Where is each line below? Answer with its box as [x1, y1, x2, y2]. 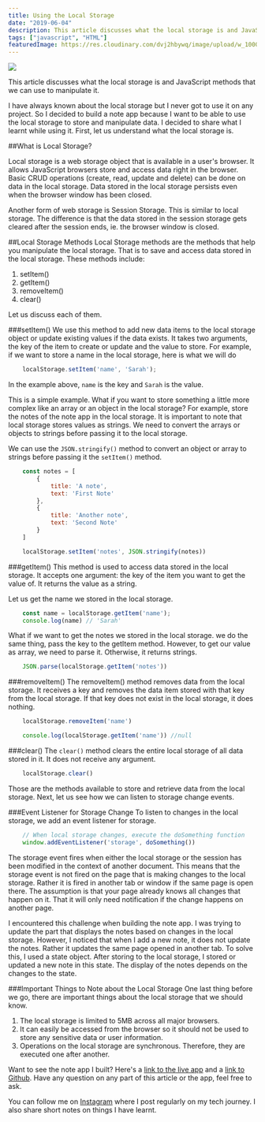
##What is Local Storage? [8, 141, 92, 151]
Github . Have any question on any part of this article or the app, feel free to [8, 1073, 252, 1083]
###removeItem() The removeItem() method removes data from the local [8, 677, 245, 687]
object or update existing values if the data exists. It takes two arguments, [8, 334, 248, 343]
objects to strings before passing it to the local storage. [8, 429, 188, 438]
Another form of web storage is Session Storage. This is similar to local [8, 206, 239, 215]
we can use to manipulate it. [8, 86, 100, 95]
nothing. [8, 703, 35, 712]
